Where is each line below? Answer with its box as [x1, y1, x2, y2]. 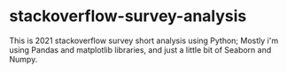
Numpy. [9, 54, 38, 64]
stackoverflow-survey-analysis [9, 6, 247, 26]
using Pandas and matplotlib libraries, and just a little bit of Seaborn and [9, 44, 272, 55]
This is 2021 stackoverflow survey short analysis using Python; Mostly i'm [9, 35, 279, 46]
